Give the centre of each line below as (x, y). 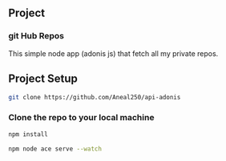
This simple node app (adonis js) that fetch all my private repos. (113, 53)
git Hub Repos (36, 36)
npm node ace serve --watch (55, 149)
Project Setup (43, 79)
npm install (28, 134)
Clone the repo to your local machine (81, 118)
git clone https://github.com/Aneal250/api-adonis (95, 97)
